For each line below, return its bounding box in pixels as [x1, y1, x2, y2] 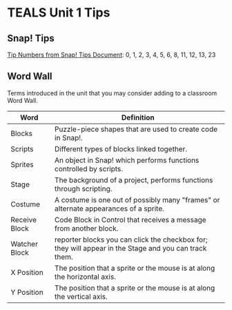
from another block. [54, 223, 119, 233]
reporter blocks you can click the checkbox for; [54, 235, 209, 244]
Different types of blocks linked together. [54, 144, 188, 153]
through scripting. [54, 184, 113, 193]
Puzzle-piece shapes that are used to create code [54, 124, 218, 134]
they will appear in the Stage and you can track [54, 243, 207, 253]
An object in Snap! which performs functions [54, 155, 200, 165]
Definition [121, 113, 155, 122]
